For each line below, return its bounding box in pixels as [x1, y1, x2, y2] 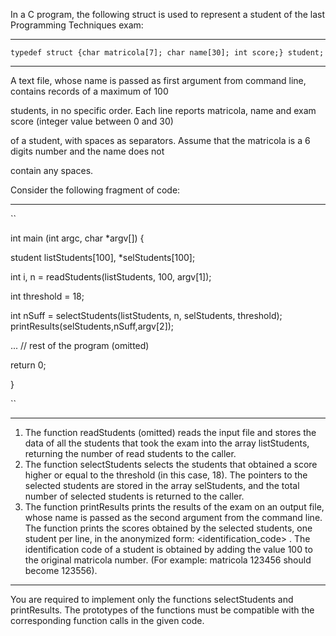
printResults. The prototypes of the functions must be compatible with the [10, 604, 315, 616]
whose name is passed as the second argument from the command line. [24, 512, 323, 523]
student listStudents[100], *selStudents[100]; [10, 252, 196, 263]
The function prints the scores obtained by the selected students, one [24, 522, 313, 534]
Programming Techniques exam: [10, 19, 144, 31]
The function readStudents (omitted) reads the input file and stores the [24, 427, 317, 438]
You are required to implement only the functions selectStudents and [10, 594, 294, 605]
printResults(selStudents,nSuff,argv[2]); [10, 320, 175, 332]
